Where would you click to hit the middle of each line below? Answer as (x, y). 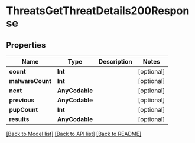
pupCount (24, 110)
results (19, 119)
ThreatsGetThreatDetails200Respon (98, 11)
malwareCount (30, 81)
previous (22, 100)
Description (115, 61)
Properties (26, 45)
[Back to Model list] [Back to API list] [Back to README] (74, 134)
